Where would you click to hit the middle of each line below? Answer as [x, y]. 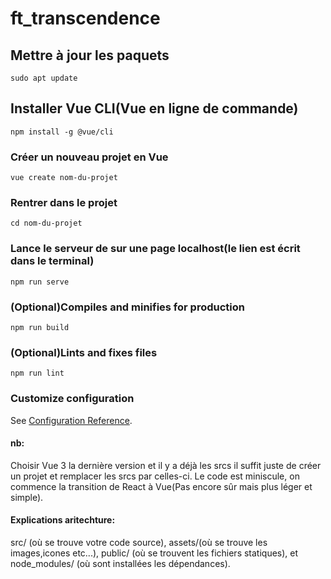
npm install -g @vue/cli [62, 132]
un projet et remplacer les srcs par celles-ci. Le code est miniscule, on [155, 476]
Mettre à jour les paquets [90, 55]
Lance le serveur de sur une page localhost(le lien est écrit [155, 249]
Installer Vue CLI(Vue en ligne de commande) [154, 108]
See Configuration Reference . [71, 420]
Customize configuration [72, 399]
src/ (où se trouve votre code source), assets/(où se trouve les [139, 542]
